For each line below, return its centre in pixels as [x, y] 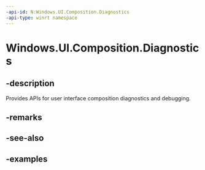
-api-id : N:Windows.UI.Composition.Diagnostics [68, 12]
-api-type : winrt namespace [42, 18]
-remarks [24, 117]
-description [30, 83]
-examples [27, 159]
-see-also [25, 138]
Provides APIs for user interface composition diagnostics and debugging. [98, 98]
